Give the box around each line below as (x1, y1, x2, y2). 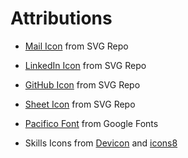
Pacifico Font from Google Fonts (24, 117, 159, 129)
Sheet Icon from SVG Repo (24, 98, 136, 110)
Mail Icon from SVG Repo (24, 40, 129, 52)
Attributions (10, 7, 113, 30)
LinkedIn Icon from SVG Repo (24, 59, 147, 71)
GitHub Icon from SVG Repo (24, 78, 141, 91)
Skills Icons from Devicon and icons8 (24, 137, 178, 149)
